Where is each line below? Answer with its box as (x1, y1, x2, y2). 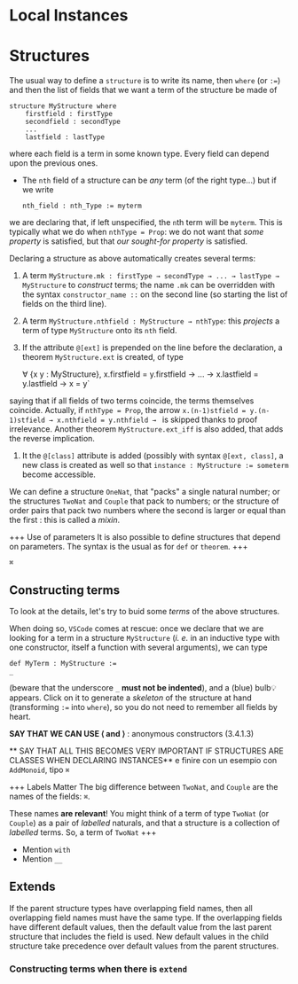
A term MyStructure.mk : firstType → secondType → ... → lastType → (21, 270, 279, 281)
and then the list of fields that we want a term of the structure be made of (9, 85, 278, 96)
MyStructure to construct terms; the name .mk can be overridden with (21, 280, 276, 291)
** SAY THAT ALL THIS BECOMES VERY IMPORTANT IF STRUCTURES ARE (9, 746, 284, 756)
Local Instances (9, 5, 129, 26)
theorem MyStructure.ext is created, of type (21, 352, 184, 363)
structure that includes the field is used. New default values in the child (9, 931, 269, 941)
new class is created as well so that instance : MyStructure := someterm (21, 460, 290, 471)
